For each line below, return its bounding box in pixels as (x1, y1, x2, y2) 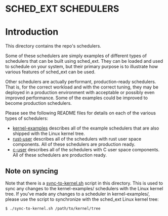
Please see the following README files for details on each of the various (5, 110, 156, 116)
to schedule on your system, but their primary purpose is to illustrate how (5, 64, 158, 70)
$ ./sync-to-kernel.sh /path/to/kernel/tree (5, 206, 101, 211)
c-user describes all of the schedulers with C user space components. (12, 147, 160, 153)
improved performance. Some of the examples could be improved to (5, 95, 148, 101)
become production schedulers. (5, 100, 72, 106)
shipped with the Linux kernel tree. (12, 131, 85, 137)
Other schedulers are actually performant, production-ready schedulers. (5, 79, 156, 85)
